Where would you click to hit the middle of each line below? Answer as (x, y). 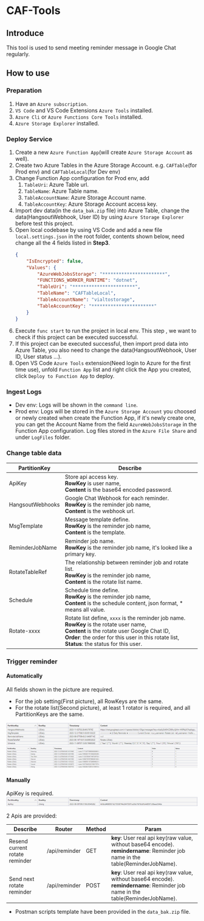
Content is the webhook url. (100, 511)
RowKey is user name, (93, 483)
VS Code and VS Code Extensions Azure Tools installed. (84, 110)
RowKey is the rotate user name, (106, 625)
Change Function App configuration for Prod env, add (82, 178)
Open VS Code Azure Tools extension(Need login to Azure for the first (103, 363)
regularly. (18, 54)
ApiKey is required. (30, 793)
